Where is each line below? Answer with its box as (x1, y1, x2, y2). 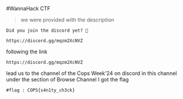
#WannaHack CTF (6, 5, 51, 12)
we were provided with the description (20, 16, 115, 23)
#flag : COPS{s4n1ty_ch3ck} (6, 87, 76, 93)
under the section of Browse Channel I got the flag (6, 76, 129, 83)
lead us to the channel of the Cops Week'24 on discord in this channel (6, 70, 177, 77)
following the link (6, 48, 48, 55)
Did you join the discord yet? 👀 (6, 28, 89, 33)
